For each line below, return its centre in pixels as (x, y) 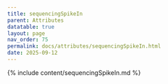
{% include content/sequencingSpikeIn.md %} (74, 72)
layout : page (26, 33)
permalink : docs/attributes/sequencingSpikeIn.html (84, 46)
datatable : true (31, 27)
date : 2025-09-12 (33, 53)
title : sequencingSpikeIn (45, 14)
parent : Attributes (36, 20)
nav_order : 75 (28, 40)
